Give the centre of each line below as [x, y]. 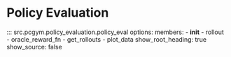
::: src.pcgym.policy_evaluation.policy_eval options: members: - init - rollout [115, 32]
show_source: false [34, 47]
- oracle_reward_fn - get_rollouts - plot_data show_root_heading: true [107, 39]
